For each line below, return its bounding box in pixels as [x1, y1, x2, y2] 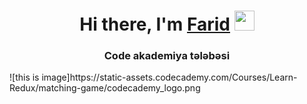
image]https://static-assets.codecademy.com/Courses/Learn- [41, 71, 298, 84]
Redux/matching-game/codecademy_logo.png [9, 82, 201, 94]
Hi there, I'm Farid [79, 13, 231, 36]
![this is [9, 71, 40, 84]
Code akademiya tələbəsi [103, 49, 231, 63]
